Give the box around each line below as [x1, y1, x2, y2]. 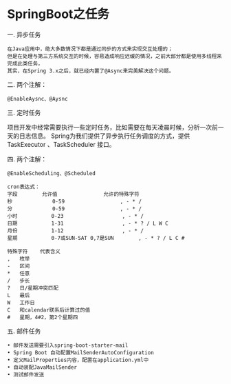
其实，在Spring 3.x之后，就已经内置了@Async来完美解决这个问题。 [7, 67, 175, 74]
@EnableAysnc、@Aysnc [7, 95, 68, 102]
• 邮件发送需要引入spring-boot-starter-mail [7, 342, 129, 349]
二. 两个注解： [7, 80, 47, 88]
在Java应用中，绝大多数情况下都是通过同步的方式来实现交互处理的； [7, 46, 173, 52]
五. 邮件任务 [7, 327, 41, 335]
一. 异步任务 [7, 30, 41, 39]
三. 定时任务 [7, 108, 41, 117]
